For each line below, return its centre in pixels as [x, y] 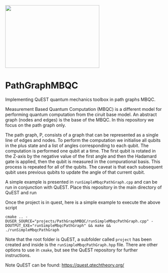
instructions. [18, 255]
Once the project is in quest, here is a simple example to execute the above [83, 202]
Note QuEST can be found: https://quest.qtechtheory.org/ [65, 265]
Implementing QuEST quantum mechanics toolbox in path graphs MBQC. [80, 99]
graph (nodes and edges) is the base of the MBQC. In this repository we [79, 119]
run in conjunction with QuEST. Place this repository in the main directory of [83, 187]
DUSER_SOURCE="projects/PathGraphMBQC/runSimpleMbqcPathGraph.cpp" [77, 221]
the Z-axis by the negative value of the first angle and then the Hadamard [81, 156]
